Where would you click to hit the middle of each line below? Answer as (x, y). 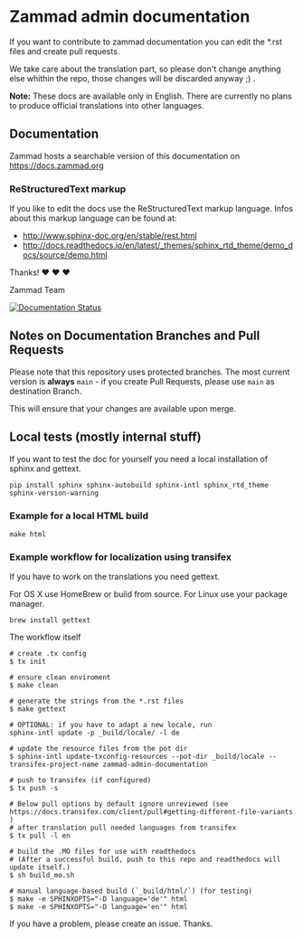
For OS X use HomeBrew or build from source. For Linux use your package (148, 594)
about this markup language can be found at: (93, 218)
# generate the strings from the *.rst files (96, 701)
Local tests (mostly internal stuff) (105, 437)
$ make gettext (38, 709)
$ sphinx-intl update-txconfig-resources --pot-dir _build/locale (137, 757)
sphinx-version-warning (54, 493)
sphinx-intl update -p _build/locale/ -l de (95, 733)
